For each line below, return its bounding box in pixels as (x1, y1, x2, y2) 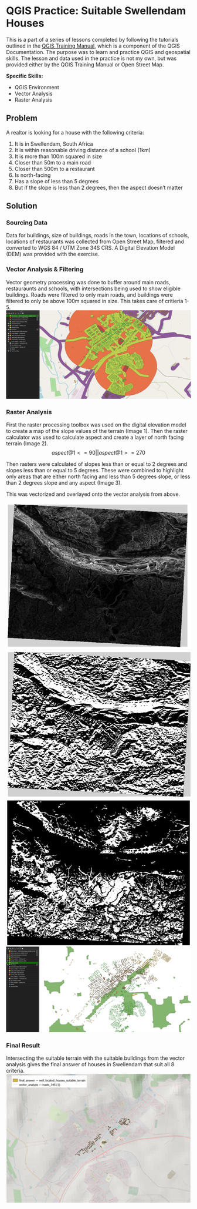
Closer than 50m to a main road (14, 159, 91, 166)
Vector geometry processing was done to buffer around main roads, (6, 278, 171, 286)
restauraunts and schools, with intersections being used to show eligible (6, 285, 181, 292)
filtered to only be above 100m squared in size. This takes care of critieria (6, 297, 184, 304)
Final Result (6, 1042, 40, 1050)
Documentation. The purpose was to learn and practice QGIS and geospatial (6, 48, 191, 55)
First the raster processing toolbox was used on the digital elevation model (6, 421, 186, 428)
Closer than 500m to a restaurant (14, 165, 95, 172)
